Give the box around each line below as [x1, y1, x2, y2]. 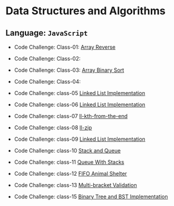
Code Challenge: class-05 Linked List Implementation [14, 90, 145, 96]
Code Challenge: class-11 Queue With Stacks [14, 159, 125, 166]
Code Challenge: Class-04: [14, 78, 81, 85]
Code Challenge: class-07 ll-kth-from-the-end [14, 113, 128, 119]
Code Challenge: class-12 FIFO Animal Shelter [14, 170, 127, 177]
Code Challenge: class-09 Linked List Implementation [14, 135, 146, 142]
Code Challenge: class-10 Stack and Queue [14, 147, 121, 154]
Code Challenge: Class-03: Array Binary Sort [14, 66, 124, 74]
